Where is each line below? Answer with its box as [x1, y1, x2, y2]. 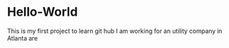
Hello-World [7, 4, 78, 20]
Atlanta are [7, 34, 38, 42]
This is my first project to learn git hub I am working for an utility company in [7, 27, 223, 35]
